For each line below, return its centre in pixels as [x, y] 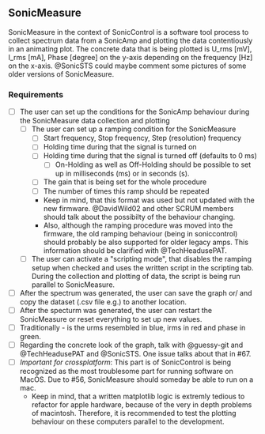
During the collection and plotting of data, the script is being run [136, 276]
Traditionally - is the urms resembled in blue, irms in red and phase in [132, 327]
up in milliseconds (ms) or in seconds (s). [122, 174]
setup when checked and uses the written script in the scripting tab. [142, 267]
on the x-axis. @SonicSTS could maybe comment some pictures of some [127, 66]
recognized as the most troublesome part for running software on [126, 371]
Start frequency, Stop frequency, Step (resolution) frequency [142, 138]
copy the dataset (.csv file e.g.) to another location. [103, 302]
